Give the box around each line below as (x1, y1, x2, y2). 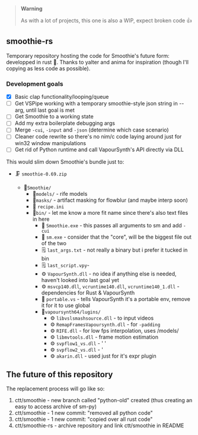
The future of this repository (6, 369, 113, 380)
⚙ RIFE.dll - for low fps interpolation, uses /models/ (50, 327, 179, 334)
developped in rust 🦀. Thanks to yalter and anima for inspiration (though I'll (6, 58, 189, 65)
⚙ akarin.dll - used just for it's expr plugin (50, 352, 157, 359)
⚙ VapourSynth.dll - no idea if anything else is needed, (41, 270, 177, 277)
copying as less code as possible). (6, 65, 91, 72)
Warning (20, 5, 43, 12)
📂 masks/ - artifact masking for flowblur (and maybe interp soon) (32, 196, 188, 204)
